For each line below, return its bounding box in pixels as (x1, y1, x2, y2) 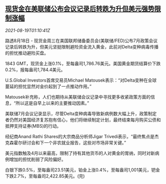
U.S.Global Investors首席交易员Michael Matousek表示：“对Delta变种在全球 (5, 77, 157, 83)
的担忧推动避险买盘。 (5, 50, 48, 56)
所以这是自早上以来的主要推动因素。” (15, 100, 89, 106)
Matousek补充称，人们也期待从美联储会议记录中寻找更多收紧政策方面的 (5, 93, 151, 100)
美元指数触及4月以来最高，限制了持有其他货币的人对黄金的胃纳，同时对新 (5, 150, 156, 156)
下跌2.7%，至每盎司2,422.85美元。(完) (5, 173, 85, 179)
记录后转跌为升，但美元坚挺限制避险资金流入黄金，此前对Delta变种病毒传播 (5, 44, 159, 49)
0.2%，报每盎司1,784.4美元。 (5, 66, 66, 73)
